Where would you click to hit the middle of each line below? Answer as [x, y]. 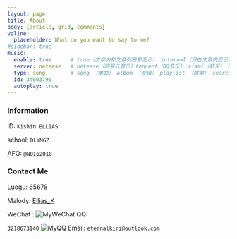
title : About [26, 20]
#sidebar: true [30, 47]
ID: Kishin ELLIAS [33, 126]
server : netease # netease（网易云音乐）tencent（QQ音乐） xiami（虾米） [120, 66]
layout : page [26, 14]
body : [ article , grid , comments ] [56, 27]
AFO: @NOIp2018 [30, 153]
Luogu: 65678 [28, 187]
